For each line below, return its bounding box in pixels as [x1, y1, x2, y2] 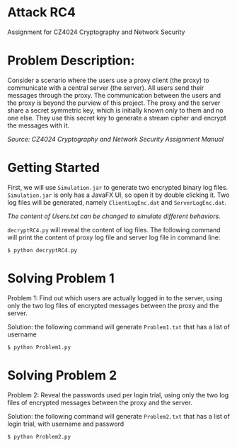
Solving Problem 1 [7, 271, 115, 286]
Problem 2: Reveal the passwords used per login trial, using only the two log [7, 390, 229, 399]
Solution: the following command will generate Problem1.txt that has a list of [7, 322, 230, 331]
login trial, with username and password [7, 419, 125, 428]
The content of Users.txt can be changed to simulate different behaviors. [7, 212, 221, 220]
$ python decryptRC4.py [7, 247, 78, 254]
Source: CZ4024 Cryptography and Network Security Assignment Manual [7, 135, 224, 143]
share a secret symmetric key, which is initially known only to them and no [7, 106, 224, 114]
